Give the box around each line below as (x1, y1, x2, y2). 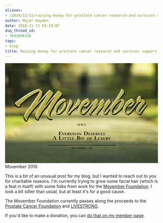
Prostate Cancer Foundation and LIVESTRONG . (5, 203, 99, 209)
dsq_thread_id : (5, 28, 36, 34)
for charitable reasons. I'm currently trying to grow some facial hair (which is (5, 178, 158, 184)
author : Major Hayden (5, 18, 49, 23)
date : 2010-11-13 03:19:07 (5, 23, 60, 28)
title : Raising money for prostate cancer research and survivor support (5, 49, 158, 53)
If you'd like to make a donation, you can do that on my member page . (5, 213, 145, 219)
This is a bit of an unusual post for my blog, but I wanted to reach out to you (5, 173, 157, 179)
